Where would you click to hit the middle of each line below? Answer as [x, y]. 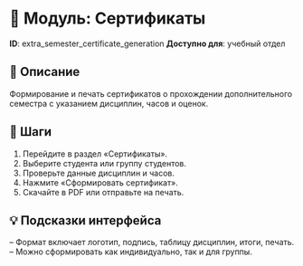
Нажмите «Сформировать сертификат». [100, 182]
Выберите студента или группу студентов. [104, 163]
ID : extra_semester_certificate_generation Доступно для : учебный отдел [147, 43]
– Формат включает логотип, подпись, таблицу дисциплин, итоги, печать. [152, 242]
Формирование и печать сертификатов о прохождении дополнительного [151, 93]
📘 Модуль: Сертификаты [108, 19]
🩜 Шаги [31, 132]
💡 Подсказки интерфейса [85, 220]
